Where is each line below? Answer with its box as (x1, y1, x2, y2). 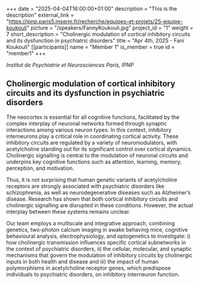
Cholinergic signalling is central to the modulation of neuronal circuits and (6, 151, 188, 159)
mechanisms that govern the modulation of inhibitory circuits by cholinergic (6, 252, 193, 259)
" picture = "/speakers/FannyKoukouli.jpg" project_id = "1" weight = (26, 24, 194, 31)
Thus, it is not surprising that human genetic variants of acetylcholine (6, 176, 178, 183)
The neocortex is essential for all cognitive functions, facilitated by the (6, 113, 180, 121)
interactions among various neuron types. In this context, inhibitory (6, 126, 172, 133)
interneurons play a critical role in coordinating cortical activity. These (6, 132, 179, 140)
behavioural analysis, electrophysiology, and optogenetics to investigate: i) (6, 232, 191, 240)
